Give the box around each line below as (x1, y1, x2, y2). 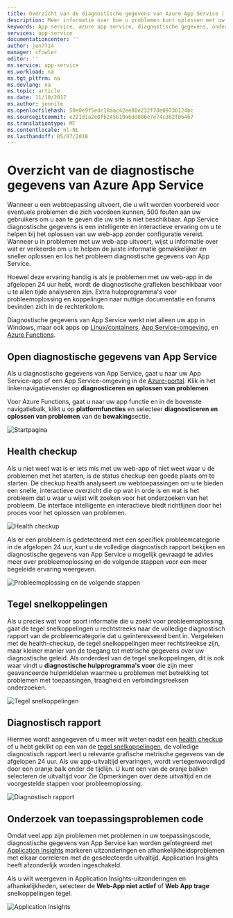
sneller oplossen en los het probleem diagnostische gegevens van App (7, 252, 210, 260)
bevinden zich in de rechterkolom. (7, 303, 105, 311)
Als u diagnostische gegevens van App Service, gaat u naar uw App (7, 369, 201, 377)
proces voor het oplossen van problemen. (7, 508, 127, 517)
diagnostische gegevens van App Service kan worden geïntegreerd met (7, 839, 213, 847)
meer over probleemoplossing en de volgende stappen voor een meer (7, 557, 207, 566)
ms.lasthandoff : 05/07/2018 (7, 133, 89, 140)
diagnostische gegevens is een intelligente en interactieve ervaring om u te (7, 223, 222, 231)
